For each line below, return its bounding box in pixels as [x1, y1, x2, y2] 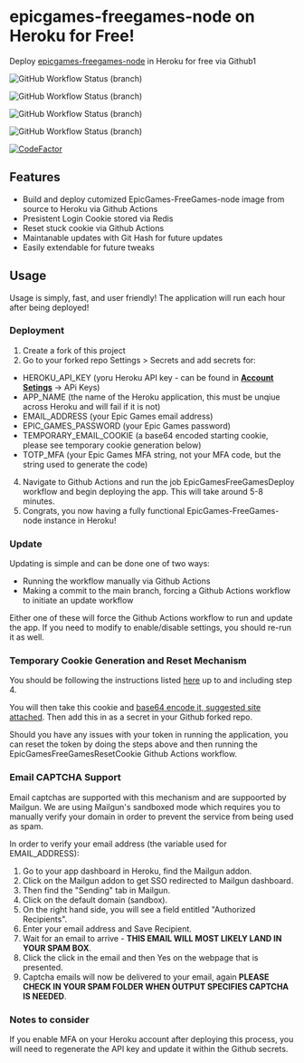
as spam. [9, 820, 43, 831]
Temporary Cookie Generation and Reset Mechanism [9, 654, 247, 667]
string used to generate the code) [22, 459, 148, 469]
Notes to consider [9, 1013, 90, 1026]
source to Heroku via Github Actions [22, 203, 158, 214]
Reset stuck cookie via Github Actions [22, 222, 165, 233]
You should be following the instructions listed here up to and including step [9, 675, 292, 686]
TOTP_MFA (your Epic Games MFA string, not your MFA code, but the [22, 449, 281, 459]
